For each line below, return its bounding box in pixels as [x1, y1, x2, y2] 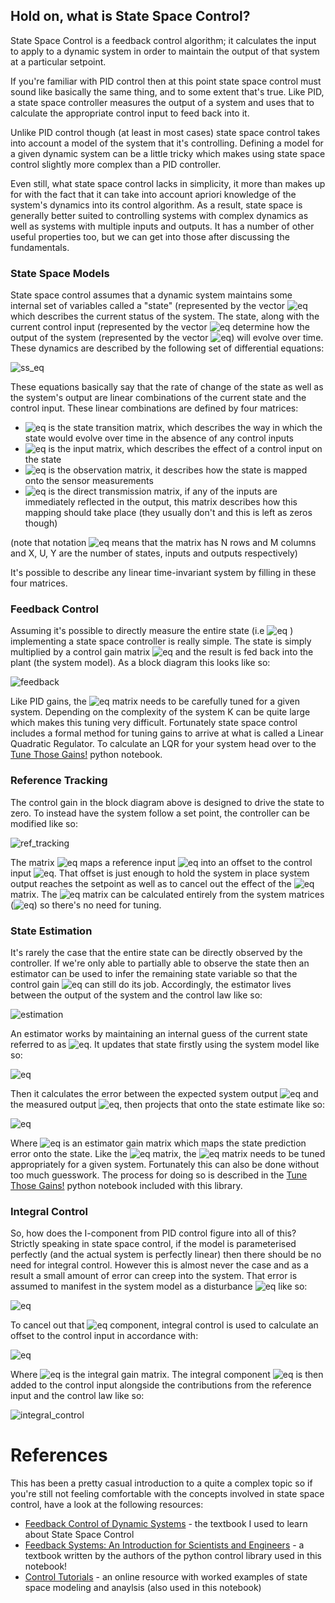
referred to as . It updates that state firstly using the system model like [10, 1039, 320, 1050]
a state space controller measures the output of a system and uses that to [10, 96, 315, 108]
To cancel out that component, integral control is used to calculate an [10, 1319, 319, 1331]
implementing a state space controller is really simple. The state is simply [10, 635, 312, 648]
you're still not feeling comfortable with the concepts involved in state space [10, 1488, 325, 1500]
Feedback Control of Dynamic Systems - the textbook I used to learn [24, 1518, 308, 1530]
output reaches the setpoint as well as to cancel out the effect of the [10, 877, 292, 889]
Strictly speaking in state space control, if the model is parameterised [10, 1238, 297, 1250]
